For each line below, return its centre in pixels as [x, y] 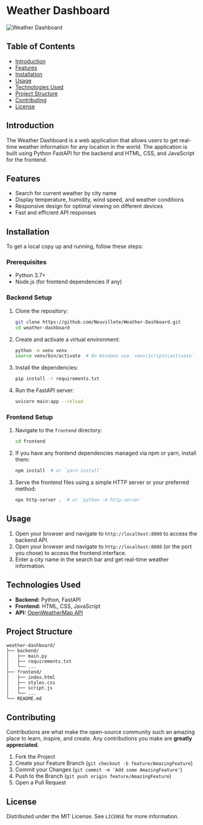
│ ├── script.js [29, 688]
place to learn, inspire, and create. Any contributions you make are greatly [99, 739]
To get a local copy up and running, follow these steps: [75, 246]
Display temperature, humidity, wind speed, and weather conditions [99, 200]
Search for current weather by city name [66, 193]
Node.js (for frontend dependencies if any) [68, 282]
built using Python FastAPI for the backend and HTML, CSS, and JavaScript [101, 153]
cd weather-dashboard [42, 328]
